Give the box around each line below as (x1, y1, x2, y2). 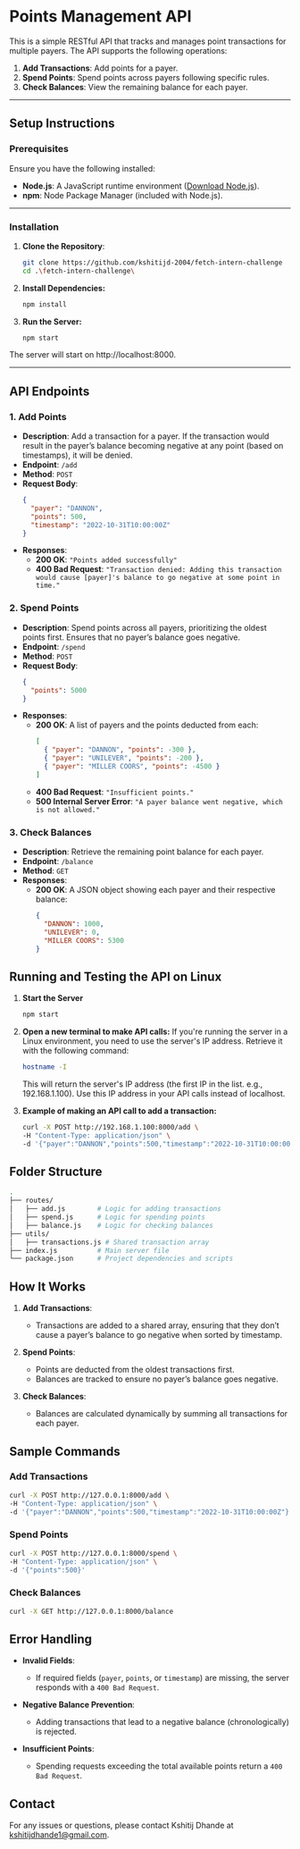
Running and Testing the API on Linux (9, 969, 222, 984)
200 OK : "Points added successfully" (35, 554, 178, 565)
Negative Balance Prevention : (21, 1700, 136, 1710)
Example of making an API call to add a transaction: (21, 1105, 217, 1116)
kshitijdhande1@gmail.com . (9, 1829, 110, 1840)
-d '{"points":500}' (9, 1566, 87, 1575)
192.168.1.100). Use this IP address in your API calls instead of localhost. (21, 1088, 286, 1099)
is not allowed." (35, 805, 101, 814)
